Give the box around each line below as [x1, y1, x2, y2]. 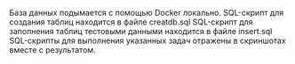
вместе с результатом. [9, 45, 96, 55]
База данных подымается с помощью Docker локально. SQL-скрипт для [9, 8, 284, 18]
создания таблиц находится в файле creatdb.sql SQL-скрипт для [9, 17, 253, 27]
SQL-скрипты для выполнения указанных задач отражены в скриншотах [9, 35, 286, 46]
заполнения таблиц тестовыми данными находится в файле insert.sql [9, 26, 273, 36]
